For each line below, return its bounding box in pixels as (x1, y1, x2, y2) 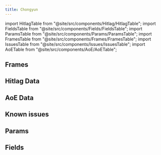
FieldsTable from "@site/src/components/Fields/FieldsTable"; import (5, 25, 142, 32)
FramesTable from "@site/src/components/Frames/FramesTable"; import (5, 36, 151, 42)
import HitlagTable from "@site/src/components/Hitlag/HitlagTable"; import (5, 20, 156, 26)
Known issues (5, 110, 49, 118)
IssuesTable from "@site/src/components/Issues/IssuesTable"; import (5, 41, 145, 47)
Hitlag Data (5, 77, 40, 85)
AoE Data (5, 94, 34, 102)
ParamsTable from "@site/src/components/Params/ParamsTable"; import (5, 31, 152, 37)
